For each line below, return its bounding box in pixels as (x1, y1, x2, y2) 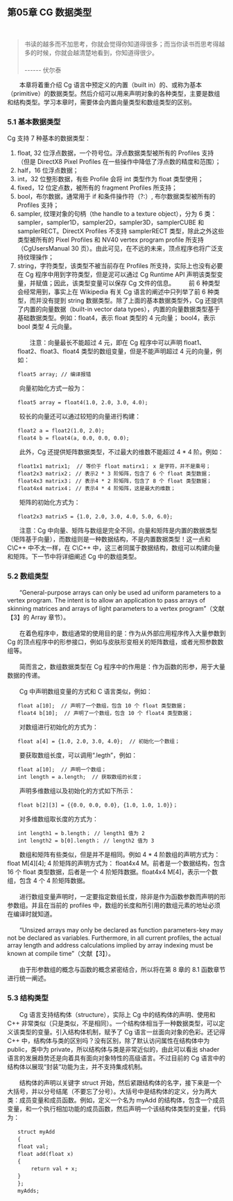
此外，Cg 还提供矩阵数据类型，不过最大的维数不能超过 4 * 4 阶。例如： (19, 448, 224, 456)
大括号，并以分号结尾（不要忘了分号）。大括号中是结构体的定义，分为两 (7, 1087, 211, 1095)
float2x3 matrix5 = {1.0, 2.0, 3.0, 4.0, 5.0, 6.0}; (17, 513, 173, 521)
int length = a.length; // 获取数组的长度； (17, 773, 144, 781)
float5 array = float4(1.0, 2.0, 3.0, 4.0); (17, 399, 148, 406)
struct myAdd (17, 1128, 55, 1135)
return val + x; (31, 1165, 78, 1172)
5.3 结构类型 (7, 993, 49, 1003)
